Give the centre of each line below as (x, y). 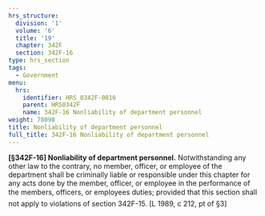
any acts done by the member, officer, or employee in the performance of (129, 183)
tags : (17, 68)
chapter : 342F (39, 46)
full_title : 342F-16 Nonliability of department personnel (109, 134)
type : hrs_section (39, 61)
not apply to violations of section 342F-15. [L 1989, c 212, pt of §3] (118, 203)
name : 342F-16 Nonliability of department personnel (112, 113)
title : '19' (36, 38)
